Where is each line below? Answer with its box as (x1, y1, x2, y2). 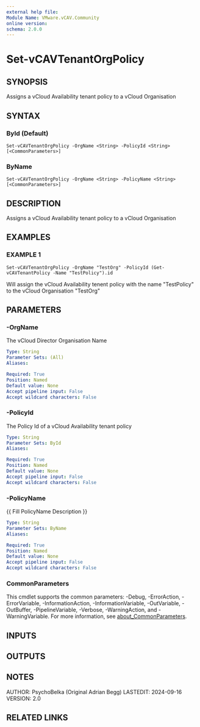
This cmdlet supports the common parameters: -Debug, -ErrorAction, (6, 593, 181, 600)
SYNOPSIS (6, 76, 48, 87)
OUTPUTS (6, 651, 46, 662)
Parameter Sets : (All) (6, 354, 64, 361)
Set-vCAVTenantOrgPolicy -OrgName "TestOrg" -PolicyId (6, 264, 149, 270)
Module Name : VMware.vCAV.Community (6, 15, 99, 21)
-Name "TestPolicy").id (52, 270, 113, 276)
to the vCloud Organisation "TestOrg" (6, 287, 101, 294)
